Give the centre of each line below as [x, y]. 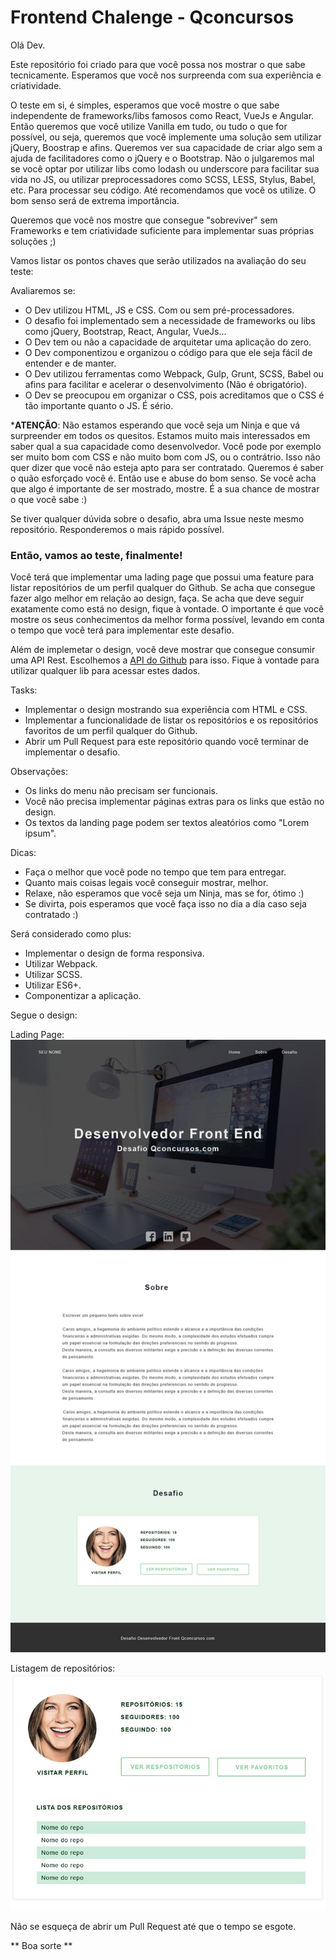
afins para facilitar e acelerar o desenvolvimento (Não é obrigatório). [166, 384]
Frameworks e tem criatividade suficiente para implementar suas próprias [162, 230]
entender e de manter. [70, 363]
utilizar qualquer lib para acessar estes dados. [105, 671]
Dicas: [23, 853]
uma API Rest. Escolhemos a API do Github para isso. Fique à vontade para [165, 660]
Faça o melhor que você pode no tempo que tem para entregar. [155, 872]
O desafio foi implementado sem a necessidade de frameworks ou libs [170, 320]
